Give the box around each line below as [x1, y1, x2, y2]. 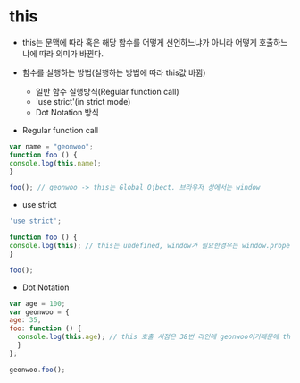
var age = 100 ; [9, 299, 66, 308]
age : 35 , [9, 316, 42, 325]
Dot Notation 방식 [35, 106, 100, 117]
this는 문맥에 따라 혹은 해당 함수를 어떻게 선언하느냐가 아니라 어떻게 [21, 37, 257, 47]
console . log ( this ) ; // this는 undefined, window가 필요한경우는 [9, 242, 238, 251]
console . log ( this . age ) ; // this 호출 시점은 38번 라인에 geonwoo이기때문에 [17, 333, 279, 342]
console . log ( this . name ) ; [9, 158, 102, 167]
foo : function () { [9, 324, 82, 333]
